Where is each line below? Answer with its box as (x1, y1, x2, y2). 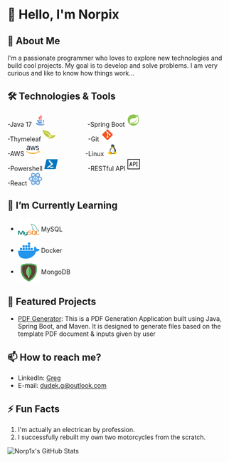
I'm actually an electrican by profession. (17, 426, 135, 434)
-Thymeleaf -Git (7, 135, 100, 143)
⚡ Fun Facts (7, 403, 60, 415)
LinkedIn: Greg (17, 374, 61, 382)
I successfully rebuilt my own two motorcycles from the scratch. (17, 433, 206, 441)
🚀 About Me (7, 35, 60, 47)
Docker (41, 246, 63, 255)
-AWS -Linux (7, 149, 105, 158)
